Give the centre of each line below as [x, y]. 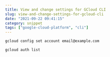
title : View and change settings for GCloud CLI [55, 9]
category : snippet [24, 23]
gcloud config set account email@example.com [52, 41]
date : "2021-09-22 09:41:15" [35, 19]
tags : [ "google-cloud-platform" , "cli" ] [47, 28]
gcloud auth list [23, 50]
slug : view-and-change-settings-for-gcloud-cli [55, 14]
